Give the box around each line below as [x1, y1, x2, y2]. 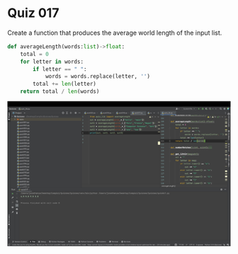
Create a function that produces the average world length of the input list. [7, 28, 222, 37]
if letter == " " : [33, 65, 87, 72]
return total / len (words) [20, 88, 100, 95]
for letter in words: [20, 58, 84, 65]
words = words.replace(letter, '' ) [45, 73, 151, 80]
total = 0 [20, 50, 50, 57]
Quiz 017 [7, 5, 59, 21]
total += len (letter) [33, 80, 97, 88]
